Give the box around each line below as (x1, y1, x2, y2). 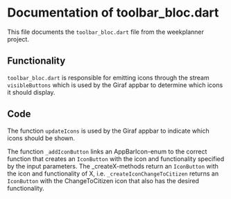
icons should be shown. (7, 133, 75, 142)
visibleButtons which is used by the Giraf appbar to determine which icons (7, 81, 223, 89)
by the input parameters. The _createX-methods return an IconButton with (7, 162, 219, 170)
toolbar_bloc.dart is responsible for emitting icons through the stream (7, 73, 209, 82)
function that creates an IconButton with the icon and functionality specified (7, 154, 225, 163)
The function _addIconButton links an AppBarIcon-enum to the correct (7, 147, 207, 155)
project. (7, 35, 30, 43)
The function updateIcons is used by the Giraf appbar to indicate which (7, 126, 209, 135)
